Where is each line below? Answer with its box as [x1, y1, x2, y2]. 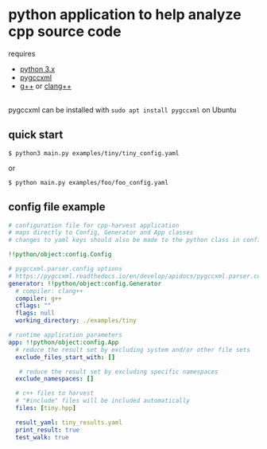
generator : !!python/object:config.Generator [8, 279, 161, 287]
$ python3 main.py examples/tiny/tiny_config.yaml [8, 149, 180, 157]
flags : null [15, 309, 56, 318]
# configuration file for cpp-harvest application [8, 221, 180, 229]
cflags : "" [15, 302, 52, 310]
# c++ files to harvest [15, 389, 94, 397]
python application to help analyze [8, 6, 242, 24]
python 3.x [19, 64, 56, 73]
